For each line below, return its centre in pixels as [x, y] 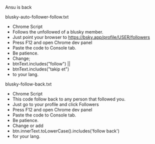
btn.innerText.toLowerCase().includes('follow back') [66, 131]
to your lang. [25, 74]
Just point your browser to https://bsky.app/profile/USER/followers [81, 37]
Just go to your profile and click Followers [55, 104]
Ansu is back [18, 7]
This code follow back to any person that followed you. [69, 99]
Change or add [28, 125]
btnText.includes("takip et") [41, 69]
